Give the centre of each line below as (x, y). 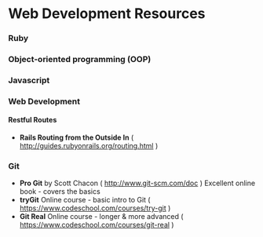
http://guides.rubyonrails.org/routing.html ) (89, 146)
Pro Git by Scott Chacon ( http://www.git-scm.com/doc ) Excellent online (137, 183)
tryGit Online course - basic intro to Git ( (85, 200)
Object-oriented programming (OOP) (80, 60)
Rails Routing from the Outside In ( (77, 137)
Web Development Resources (107, 14)
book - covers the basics (60, 191)
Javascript (29, 80)
